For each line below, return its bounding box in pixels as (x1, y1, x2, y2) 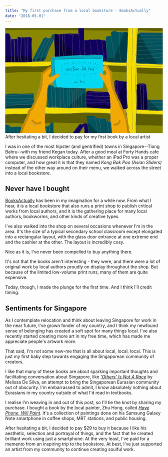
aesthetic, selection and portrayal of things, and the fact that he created (5, 430, 153, 436)
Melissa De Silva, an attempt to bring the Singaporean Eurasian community (5, 379, 159, 385)
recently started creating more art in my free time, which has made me (5, 333, 150, 339)
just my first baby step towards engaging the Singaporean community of (5, 353, 154, 359)
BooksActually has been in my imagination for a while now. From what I (5, 197, 151, 203)
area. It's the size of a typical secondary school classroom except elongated (5, 228, 162, 234)
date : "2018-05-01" (5, 13, 46, 18)
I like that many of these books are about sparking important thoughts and (5, 368, 158, 374)
